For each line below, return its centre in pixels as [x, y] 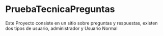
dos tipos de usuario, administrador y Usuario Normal [62, 28]
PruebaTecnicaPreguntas [60, 9]
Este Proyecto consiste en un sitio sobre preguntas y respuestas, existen [81, 23]
